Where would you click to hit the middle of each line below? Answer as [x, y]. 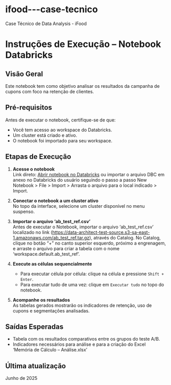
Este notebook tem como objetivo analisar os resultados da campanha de [82, 86]
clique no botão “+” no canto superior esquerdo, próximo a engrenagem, [89, 243]
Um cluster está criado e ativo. [45, 135]
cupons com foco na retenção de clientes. [50, 91]
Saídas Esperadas [34, 327]
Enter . [27, 279]
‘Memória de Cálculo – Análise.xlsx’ [50, 350]
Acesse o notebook [34, 169]
